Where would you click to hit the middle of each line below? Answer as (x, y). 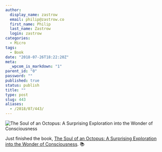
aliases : (14, 104)
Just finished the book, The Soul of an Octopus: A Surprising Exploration (81, 138)
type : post (17, 95)
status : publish (22, 85)
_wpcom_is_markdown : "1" (36, 66)
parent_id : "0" (21, 71)
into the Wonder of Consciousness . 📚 (45, 144)
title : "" (16, 90)
